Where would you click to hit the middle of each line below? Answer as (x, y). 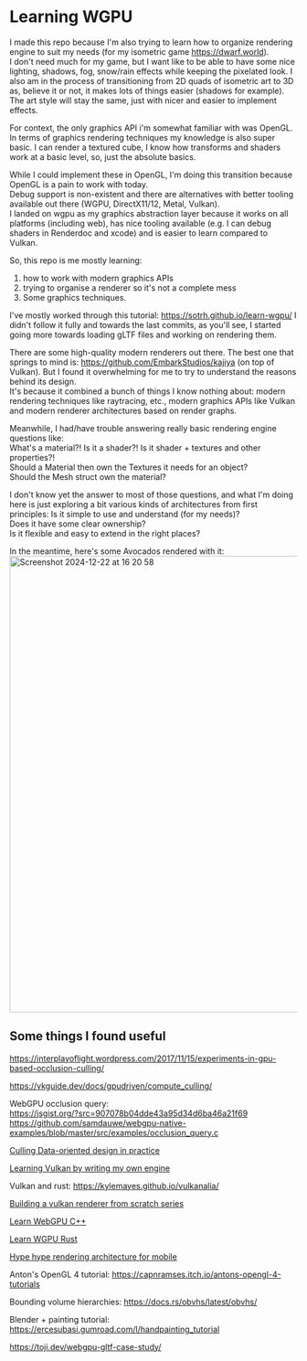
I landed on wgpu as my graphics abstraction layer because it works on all (149, 213)
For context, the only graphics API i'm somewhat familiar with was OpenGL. (151, 128)
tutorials (25, 1284)
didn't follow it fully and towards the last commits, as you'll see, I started (145, 324)
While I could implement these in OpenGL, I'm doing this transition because (151, 175)
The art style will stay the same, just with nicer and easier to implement (143, 100)
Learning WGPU (71, 17)
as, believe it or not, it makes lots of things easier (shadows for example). (147, 90)
